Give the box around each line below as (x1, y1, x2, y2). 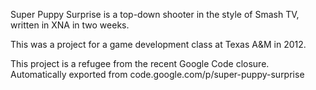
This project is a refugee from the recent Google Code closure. (10, 58, 270, 69)
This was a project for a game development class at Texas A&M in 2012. (10, 39, 307, 50)
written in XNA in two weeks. (10, 19, 130, 31)
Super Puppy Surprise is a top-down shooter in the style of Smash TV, (10, 9, 300, 20)
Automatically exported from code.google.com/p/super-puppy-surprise (10, 69, 305, 80)
